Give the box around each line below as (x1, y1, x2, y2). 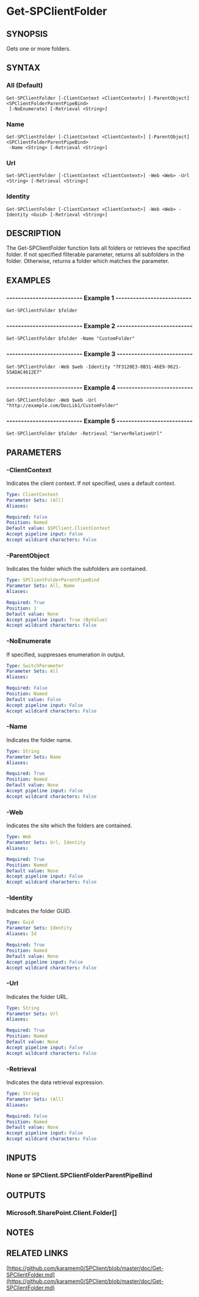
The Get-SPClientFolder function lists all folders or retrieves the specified (6, 244, 190, 252)
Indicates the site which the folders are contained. (6, 822, 132, 829)
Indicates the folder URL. (6, 993, 69, 1000)
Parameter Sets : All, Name (6, 583, 75, 589)
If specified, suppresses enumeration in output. (6, 651, 126, 658)
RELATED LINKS (6, 1248, 68, 1258)
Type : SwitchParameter (6, 662, 64, 669)
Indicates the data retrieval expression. (6, 1079, 104, 1086)
